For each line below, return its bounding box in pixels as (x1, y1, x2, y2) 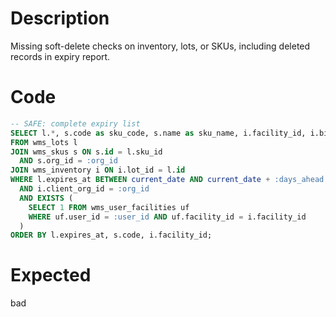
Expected (10, 264, 92, 287)
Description (10, 7, 110, 30)
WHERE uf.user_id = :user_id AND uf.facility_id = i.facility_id (28, 212, 307, 222)
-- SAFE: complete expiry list (10, 118, 141, 129)
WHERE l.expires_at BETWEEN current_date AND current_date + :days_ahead (10, 175, 325, 185)
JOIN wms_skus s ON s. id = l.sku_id (10, 147, 163, 157)
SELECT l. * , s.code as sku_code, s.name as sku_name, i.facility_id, (10, 128, 307, 138)
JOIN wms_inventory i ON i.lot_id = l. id (10, 165, 186, 176)
